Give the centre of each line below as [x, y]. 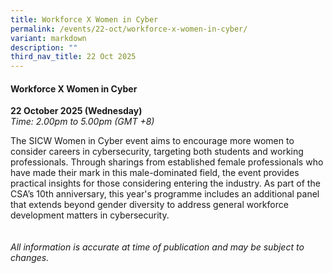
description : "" [44, 47]
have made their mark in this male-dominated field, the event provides [155, 173]
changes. [30, 258]
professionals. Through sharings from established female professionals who [167, 162]
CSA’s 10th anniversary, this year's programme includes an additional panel [165, 194]
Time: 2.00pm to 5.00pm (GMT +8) [82, 122]
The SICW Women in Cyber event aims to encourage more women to [152, 141]
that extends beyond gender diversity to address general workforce [149, 205]
